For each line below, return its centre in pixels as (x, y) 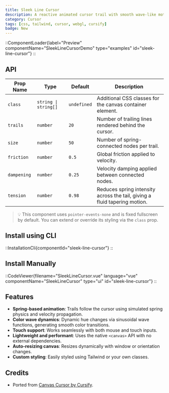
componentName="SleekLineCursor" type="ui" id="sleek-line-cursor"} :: (81, 281)
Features (19, 297)
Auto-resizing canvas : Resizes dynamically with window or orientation (86, 346)
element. (107, 111)
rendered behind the (121, 125)
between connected (120, 175)
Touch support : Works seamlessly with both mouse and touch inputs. (85, 330)
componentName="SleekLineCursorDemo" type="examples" (69, 48)
